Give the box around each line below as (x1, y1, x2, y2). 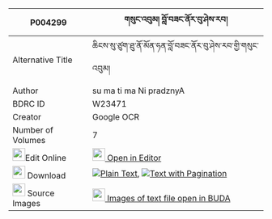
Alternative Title (12, 54, 73, 65)
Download (27, 170, 66, 181)
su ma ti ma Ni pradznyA (91, 85, 185, 96)
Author (12, 85, 39, 96)
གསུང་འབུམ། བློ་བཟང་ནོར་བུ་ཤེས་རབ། (124, 14, 228, 25)
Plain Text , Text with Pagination (100, 167, 227, 179)
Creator (12, 112, 42, 122)
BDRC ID (12, 99, 46, 109)
